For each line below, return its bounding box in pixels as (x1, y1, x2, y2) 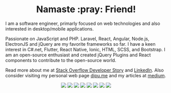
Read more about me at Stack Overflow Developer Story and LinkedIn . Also (5, 67, 164, 73)
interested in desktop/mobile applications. (5, 25, 94, 32)
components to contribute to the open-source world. (5, 57, 117, 63)
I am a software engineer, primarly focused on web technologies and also (5, 20, 160, 26)
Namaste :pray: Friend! (36, 4, 136, 15)
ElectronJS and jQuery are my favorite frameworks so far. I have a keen (5, 41, 156, 47)
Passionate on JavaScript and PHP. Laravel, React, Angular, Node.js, (5, 36, 149, 42)
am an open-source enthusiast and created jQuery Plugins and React (5, 52, 151, 58)
